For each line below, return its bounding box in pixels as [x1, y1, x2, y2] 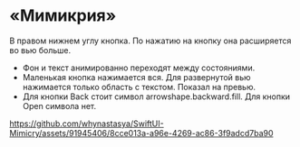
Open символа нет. [22, 100, 97, 111]
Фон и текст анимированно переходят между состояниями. [22, 62, 256, 73]
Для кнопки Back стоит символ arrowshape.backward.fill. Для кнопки [22, 91, 291, 102]
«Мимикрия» [9, 5, 117, 26]
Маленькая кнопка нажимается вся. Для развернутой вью [22, 71, 251, 82]
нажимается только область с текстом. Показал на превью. [22, 81, 256, 92]
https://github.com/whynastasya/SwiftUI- [9, 118, 165, 129]
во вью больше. [9, 44, 71, 55]
